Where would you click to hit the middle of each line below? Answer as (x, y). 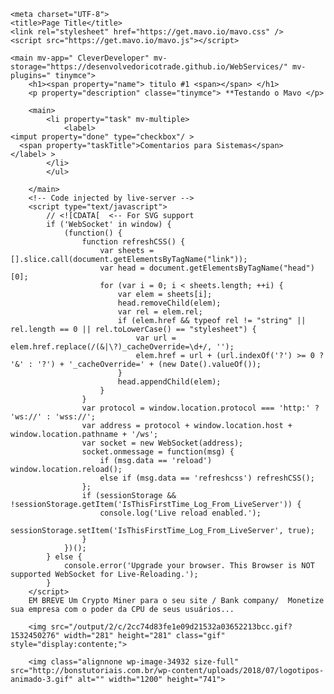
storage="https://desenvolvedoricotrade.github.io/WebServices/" (149, 67)
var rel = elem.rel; (160, 312)
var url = (156, 338)
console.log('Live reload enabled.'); (180, 513)
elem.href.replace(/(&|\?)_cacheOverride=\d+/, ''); (122, 347)
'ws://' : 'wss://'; (53, 417)
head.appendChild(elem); (169, 382)
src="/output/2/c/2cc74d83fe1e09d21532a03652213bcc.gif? (171, 627)
